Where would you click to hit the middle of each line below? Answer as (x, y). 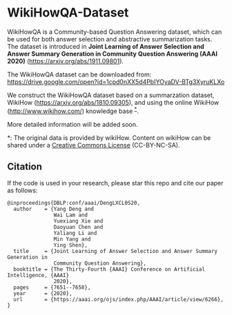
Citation (25, 166)
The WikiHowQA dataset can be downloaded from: (79, 74)
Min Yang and (72, 239)
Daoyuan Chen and (78, 227)
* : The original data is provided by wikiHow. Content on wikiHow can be (109, 138)
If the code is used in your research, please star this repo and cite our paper (115, 183)
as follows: (22, 190)
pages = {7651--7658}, (52, 287)
